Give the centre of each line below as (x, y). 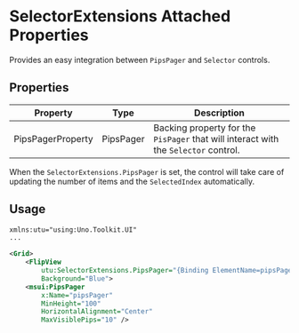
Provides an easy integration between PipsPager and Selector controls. (140, 59)
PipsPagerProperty (53, 139)
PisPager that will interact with (216, 139)
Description (219, 113)
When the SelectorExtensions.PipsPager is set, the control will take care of (147, 171)
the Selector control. (197, 150)
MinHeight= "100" (71, 304)
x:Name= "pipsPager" (77, 295)
